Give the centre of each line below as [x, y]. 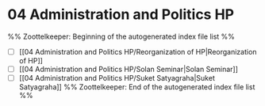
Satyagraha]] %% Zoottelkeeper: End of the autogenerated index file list [137, 87]
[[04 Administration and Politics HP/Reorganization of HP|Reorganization [138, 51]
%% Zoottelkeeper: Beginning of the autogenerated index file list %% [121, 36]
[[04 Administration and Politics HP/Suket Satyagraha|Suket [117, 78]
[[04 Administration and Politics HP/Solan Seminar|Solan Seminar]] [129, 69]
